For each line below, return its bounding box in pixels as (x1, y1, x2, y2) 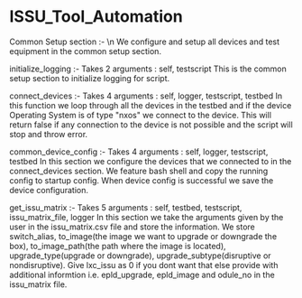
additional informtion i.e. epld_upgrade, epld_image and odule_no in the (9, 269, 275, 280)
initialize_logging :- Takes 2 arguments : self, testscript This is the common (9, 63, 287, 74)
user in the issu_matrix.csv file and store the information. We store (9, 221, 255, 232)
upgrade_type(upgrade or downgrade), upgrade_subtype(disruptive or (9, 250, 272, 261)
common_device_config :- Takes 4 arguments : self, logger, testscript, (9, 146, 269, 157)
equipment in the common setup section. (9, 45, 162, 56)
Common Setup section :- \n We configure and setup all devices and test (9, 36, 280, 47)
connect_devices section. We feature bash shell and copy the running (9, 165, 269, 176)
